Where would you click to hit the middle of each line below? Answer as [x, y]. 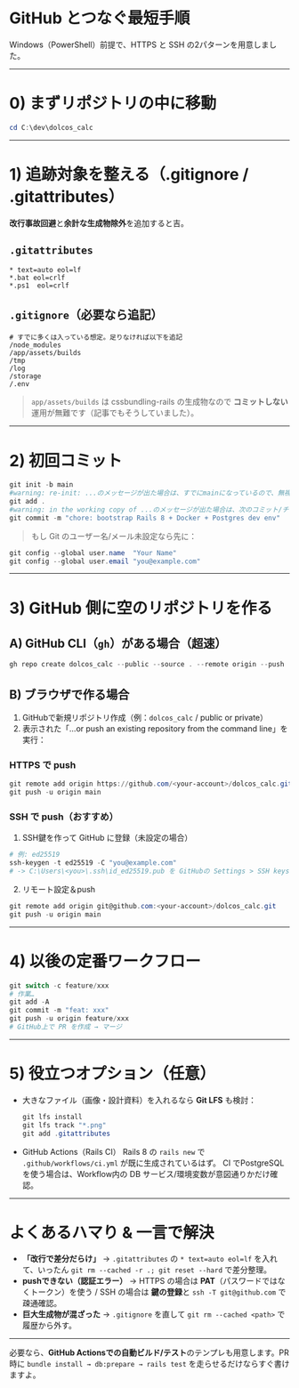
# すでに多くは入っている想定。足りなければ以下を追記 [96, 338]
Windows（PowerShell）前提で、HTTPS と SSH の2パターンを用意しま [139, 44]
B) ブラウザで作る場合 [69, 694]
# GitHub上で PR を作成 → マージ [66, 1027]
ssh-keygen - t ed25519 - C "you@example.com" [93, 863]
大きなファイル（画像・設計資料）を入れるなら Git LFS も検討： [139, 1100]
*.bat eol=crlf [37, 278]
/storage [25, 376]
